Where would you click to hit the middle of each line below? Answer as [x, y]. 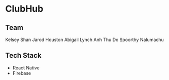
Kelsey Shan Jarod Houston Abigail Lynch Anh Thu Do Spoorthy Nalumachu [84, 39]
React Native [26, 68]
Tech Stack [23, 55]
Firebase [22, 73]
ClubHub [24, 9]
